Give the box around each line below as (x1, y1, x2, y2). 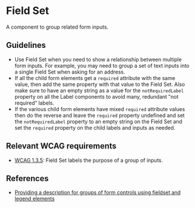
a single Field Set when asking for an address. (14, 68, 125, 75)
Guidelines (6, 40, 46, 50)
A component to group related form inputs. (6, 23, 109, 30)
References (6, 174, 49, 183)
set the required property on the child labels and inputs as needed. (14, 124, 176, 131)
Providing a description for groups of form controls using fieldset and (14, 189, 181, 196)
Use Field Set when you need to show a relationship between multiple (14, 56, 182, 63)
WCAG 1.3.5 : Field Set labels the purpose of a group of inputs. (14, 157, 163, 164)
